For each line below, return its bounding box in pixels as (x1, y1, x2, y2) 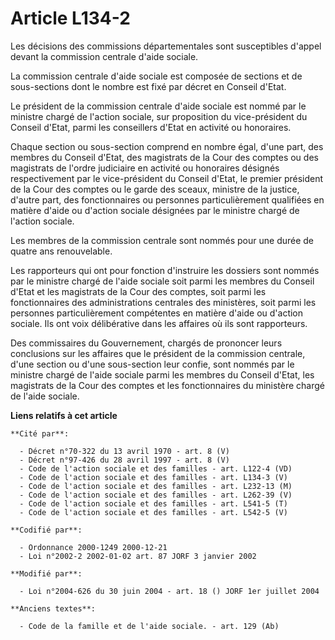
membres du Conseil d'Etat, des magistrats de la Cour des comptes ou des (10, 151, 319, 163)
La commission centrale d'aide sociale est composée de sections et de (10, 70, 303, 82)
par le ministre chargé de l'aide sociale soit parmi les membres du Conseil (10, 275, 315, 287)
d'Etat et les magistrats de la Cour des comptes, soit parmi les (10, 285, 267, 297)
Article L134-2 (10, 7, 131, 30)
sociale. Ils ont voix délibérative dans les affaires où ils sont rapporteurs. (10, 317, 308, 329)
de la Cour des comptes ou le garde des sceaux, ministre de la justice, (10, 183, 300, 195)
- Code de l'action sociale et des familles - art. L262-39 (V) (19, 490, 293, 500)
